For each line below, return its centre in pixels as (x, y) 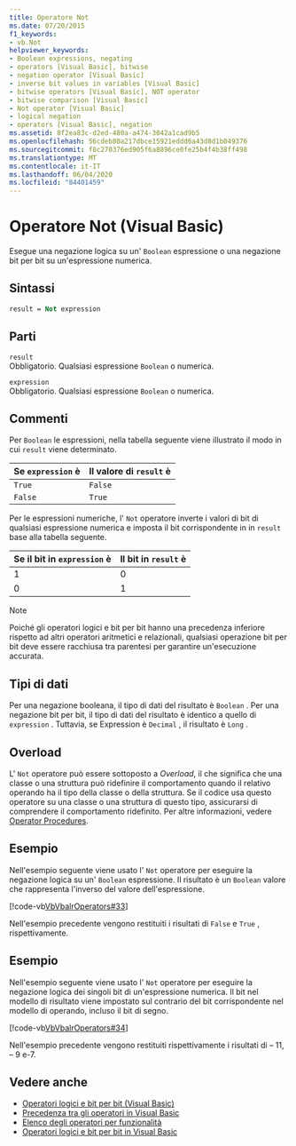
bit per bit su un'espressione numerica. (81, 261)
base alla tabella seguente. (58, 537)
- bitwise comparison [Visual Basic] (79, 100)
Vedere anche (49, 1082)
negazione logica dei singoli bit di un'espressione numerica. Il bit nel (134, 991)
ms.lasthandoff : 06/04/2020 (61, 174)
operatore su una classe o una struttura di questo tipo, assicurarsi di (134, 802)
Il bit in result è (153, 559)
